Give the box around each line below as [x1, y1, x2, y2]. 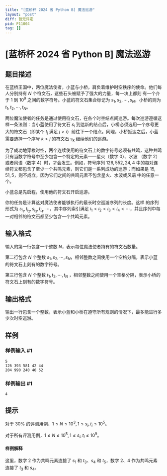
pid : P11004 [5, 21, 30, 26]
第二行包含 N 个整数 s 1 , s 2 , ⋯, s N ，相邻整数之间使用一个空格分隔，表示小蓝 [5, 254, 158, 261]
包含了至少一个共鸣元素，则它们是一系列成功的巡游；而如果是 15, [22, 166, 156, 172]
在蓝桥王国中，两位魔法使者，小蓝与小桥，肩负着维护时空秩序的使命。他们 [5, 84, 158, 90]
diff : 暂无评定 [5, 16, 34, 21]
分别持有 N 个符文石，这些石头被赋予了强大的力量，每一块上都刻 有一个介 [9, 91, 161, 96]
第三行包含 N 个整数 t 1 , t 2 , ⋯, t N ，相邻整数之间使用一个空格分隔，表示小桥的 [5, 272, 161, 279]
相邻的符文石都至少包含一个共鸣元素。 [13, 213, 92, 219]
